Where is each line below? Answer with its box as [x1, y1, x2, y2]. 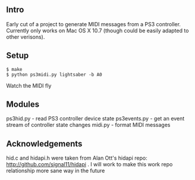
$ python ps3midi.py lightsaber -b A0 [6, 72, 102, 77]
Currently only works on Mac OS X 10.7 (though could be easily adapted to [6, 27, 189, 34]
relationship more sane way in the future [6, 167, 105, 175]
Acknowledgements [6, 138, 83, 148]
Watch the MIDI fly [6, 82, 52, 89]
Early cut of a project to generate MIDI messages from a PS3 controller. [6, 20, 181, 27]
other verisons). [6, 33, 45, 41]
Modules [6, 100, 40, 110]
